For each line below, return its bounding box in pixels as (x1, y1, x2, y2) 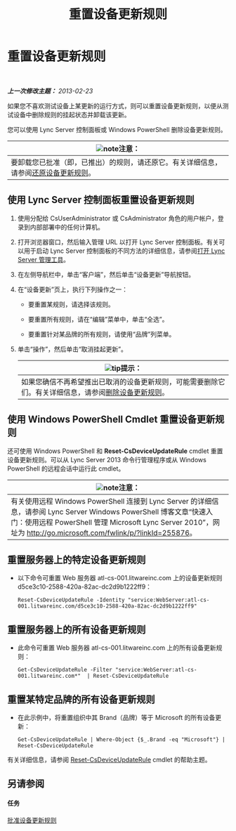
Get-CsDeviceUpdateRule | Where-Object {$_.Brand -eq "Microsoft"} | (17, 736, 226, 743)
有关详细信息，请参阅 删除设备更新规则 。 (34, 387, 169, 397)
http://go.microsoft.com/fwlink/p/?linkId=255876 (27, 528, 190, 537)
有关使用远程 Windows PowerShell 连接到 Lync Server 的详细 (11, 496, 212, 506)
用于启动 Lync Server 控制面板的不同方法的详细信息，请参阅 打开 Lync (23, 247, 225, 255)
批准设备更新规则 (7, 816, 57, 824)
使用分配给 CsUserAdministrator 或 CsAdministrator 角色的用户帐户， (17, 214, 218, 222)
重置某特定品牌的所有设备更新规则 (7, 693, 155, 705)
